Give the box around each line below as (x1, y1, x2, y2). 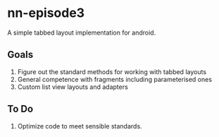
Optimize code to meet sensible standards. (17, 121, 142, 130)
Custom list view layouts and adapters (17, 83, 128, 91)
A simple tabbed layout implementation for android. (7, 28, 156, 37)
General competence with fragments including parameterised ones (17, 75, 213, 83)
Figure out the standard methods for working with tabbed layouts (17, 67, 206, 76)
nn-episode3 (7, 5, 85, 21)
